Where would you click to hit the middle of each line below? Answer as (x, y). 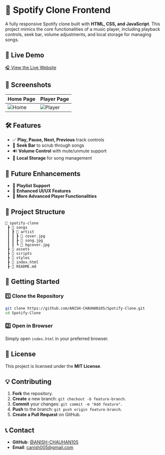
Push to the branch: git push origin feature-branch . (67, 409)
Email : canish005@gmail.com (43, 448)
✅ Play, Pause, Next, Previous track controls (58, 140)
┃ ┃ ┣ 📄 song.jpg (25, 240)
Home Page (22, 99)
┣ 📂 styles (18, 258)
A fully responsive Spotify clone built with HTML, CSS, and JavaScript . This (83, 24)
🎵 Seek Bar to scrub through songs (48, 145)
